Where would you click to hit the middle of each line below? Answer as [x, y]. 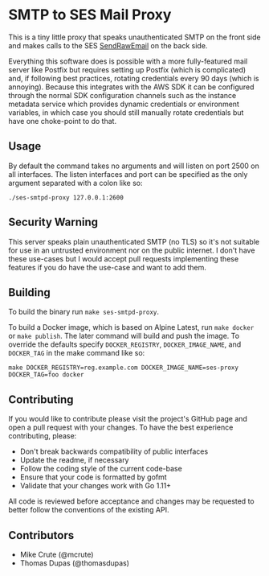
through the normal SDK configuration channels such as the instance [122, 95]
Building [29, 292]
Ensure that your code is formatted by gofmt [93, 477]
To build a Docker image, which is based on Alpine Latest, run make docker [131, 327]
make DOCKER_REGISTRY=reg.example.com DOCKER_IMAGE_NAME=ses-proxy [124, 368]
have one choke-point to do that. [63, 121]
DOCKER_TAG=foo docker [46, 375]
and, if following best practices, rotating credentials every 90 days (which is [134, 78]
